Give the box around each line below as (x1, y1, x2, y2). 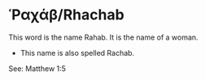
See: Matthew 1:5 (8, 63, 67, 74)
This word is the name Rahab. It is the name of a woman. (8, 32, 198, 42)
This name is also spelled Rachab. (20, 48, 135, 57)
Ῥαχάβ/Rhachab (8, 6, 124, 24)
